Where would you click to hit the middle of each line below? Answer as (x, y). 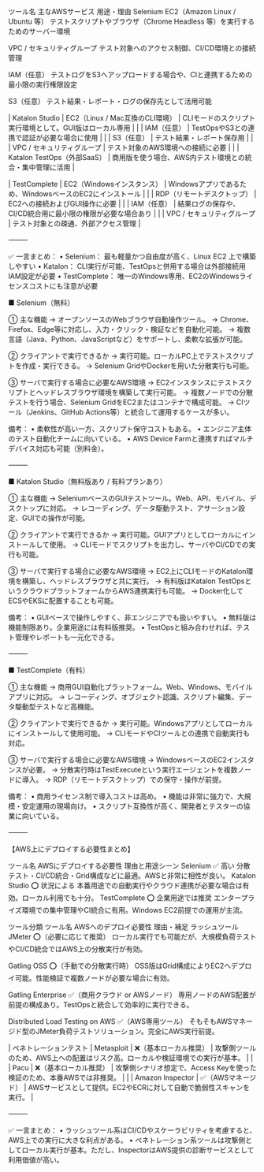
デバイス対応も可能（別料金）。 (58, 448)
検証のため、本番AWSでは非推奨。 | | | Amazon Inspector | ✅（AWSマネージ (132, 1077)
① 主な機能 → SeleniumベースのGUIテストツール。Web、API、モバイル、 (129, 498)
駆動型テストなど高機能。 (56, 707)
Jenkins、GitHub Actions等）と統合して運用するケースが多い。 (131, 412)
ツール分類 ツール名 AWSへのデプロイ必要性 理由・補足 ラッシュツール (123, 927)
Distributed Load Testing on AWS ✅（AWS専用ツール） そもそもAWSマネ (127, 1021)
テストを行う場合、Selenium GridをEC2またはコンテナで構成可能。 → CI (126, 402)
